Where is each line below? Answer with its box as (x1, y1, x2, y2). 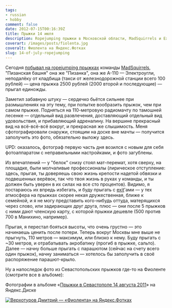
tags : (5, 7, 17, 13)
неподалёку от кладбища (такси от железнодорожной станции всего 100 (5, 75, 165, 81)
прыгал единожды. (5, 86, 47, 92)
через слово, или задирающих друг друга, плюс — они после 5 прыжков (5, 203, 166, 209)
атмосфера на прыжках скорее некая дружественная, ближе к (5, 192, 144, 198)
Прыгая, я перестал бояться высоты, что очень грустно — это (5, 224, 142, 230)
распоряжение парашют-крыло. (5, 256, 76, 262)
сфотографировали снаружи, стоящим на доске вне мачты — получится (5, 128, 165, 135)
